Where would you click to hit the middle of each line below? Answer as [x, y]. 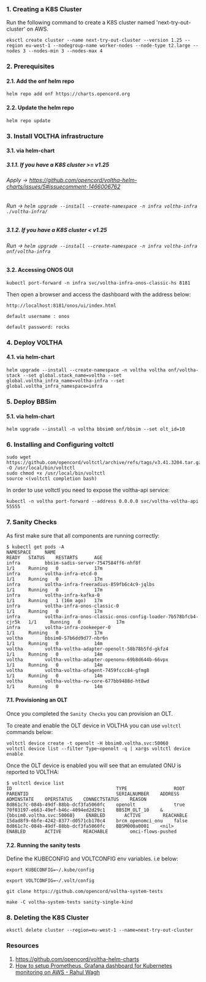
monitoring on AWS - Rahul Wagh [57, 972]
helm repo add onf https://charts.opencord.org [68, 94]
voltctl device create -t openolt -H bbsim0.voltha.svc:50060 [87, 743]
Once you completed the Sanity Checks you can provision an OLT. [90, 713]
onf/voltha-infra [29, 251]
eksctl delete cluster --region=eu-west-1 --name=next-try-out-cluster [100, 930]
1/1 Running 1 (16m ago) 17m [55, 600]
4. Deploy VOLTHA [35, 342]
